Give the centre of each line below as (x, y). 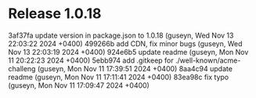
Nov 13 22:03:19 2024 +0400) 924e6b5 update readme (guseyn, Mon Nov (128, 52)
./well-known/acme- (208, 60)
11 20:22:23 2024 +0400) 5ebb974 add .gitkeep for (91, 60)
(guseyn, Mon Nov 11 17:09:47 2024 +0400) (79, 85)
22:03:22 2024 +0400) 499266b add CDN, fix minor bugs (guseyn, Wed (125, 43)
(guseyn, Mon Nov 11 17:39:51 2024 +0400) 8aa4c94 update (135, 68)
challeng (22, 68)
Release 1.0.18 (55, 14)
